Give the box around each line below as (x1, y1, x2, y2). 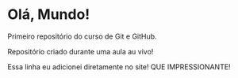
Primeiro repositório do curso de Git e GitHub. (7, 32, 157, 41)
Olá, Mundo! (7, 6, 90, 24)
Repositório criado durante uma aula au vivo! (7, 46, 154, 56)
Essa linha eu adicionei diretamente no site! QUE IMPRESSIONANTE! (7, 61, 231, 72)
